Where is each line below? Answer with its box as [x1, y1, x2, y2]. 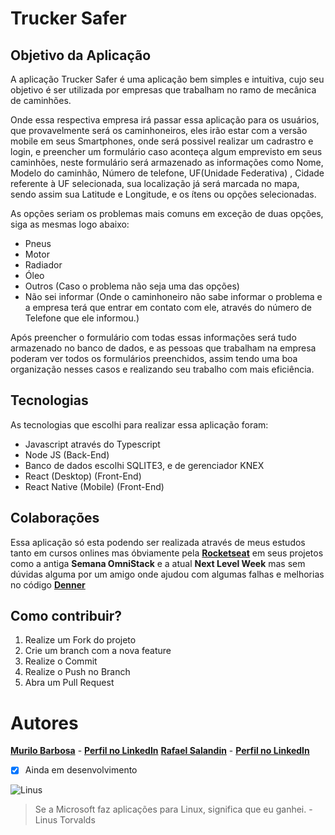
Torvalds [59, 814, 96, 826]
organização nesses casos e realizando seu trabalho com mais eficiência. [10, 363, 315, 375]
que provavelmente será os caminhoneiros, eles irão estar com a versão [10, 125, 308, 136]
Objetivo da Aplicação [10, 47, 152, 64]
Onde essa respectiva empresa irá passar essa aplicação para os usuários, [10, 114, 320, 126]
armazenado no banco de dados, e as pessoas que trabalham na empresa [10, 342, 317, 354]
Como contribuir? [10, 608, 123, 625]
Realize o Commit [24, 655, 98, 667]
